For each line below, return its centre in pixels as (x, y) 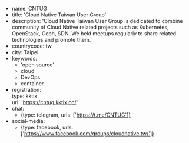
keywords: (24, 59)
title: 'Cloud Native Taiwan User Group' (59, 15)
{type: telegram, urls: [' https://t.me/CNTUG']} (76, 115)
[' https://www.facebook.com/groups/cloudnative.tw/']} (87, 134)
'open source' (37, 65)
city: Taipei (25, 52)
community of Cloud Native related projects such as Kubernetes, (90, 27)
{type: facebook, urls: (47, 127)
